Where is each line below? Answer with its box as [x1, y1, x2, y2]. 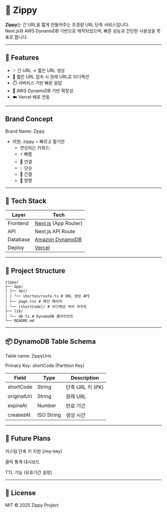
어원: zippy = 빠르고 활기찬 [12, 138, 65, 144]
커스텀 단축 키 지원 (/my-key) [5, 448, 62, 454]
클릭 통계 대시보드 [5, 459, 40, 465]
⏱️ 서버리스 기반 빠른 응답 [12, 80, 62, 86]
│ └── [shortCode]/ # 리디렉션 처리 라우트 [5, 304, 87, 310]
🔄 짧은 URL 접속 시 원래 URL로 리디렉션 [12, 73, 89, 79]
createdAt [7, 411, 31, 418]
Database [7, 236, 30, 243]
